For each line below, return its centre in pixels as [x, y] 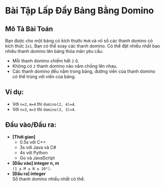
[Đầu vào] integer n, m [36, 163]
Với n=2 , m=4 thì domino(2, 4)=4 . [44, 104]
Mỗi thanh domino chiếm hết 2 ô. [46, 61]
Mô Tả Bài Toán [29, 29]
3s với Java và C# [38, 147]
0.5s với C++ [33, 142]
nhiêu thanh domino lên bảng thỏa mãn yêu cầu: [54, 51]
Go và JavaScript [37, 158]
